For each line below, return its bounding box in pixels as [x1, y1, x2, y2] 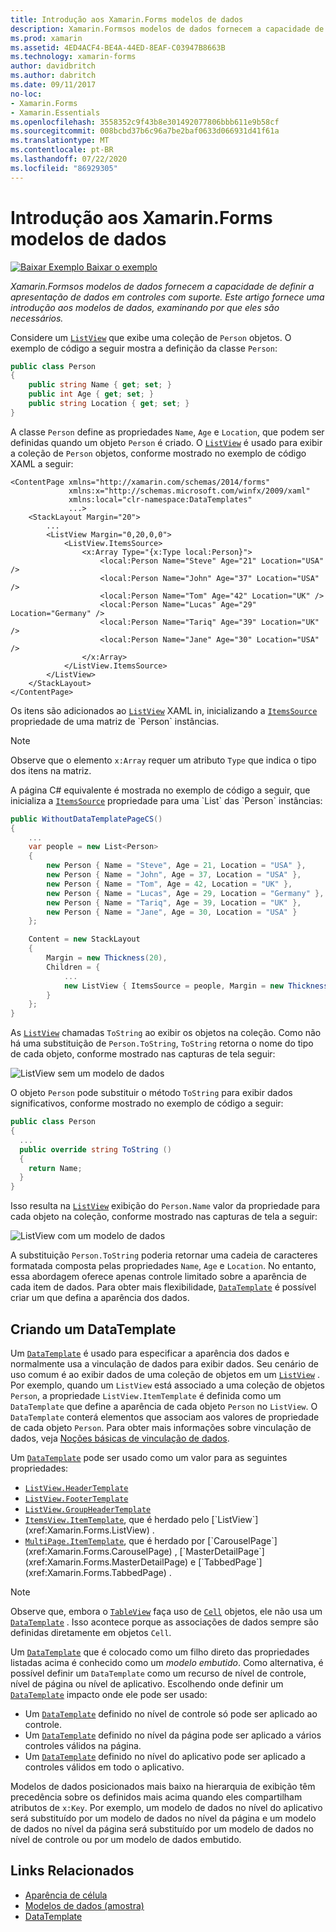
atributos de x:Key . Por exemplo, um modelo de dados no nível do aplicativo [10, 1802, 323, 1813]
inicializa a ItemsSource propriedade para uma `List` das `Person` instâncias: [10, 794, 323, 806]
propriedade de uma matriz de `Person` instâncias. [10, 715, 220, 727]
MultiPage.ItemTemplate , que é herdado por [24, 1535, 206, 1546]
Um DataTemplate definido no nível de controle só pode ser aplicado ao [24, 1708, 318, 1720]
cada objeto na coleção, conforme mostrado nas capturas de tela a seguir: [10, 1211, 318, 1223]
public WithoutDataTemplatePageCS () [10, 814, 163, 824]
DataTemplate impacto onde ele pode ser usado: [10, 1689, 208, 1700]
